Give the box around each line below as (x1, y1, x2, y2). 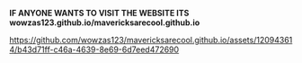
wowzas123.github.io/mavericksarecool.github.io (9, 17, 200, 28)
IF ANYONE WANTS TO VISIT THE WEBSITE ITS (9, 8, 190, 18)
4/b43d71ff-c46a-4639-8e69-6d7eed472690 (9, 44, 180, 55)
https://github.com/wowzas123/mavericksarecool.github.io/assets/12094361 (9, 35, 293, 45)
